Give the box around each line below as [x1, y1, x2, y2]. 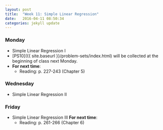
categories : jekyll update [5, 20, 60, 26]
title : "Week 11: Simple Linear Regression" [5, 12, 99, 16]
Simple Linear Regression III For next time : [12, 114, 98, 120]
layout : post [5, 7, 32, 12]
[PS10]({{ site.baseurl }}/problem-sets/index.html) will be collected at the [12, 53, 159, 59]
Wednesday [5, 81, 34, 87]
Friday [5, 103, 20, 110]
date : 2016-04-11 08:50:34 [5, 16, 64, 21]
